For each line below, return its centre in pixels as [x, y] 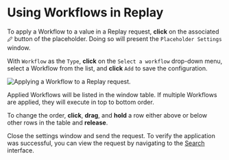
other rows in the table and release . [58, 122]
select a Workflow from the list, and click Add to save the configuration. [107, 68]
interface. [21, 150]
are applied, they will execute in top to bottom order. [81, 102]
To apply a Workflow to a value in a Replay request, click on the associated [113, 31]
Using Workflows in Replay [85, 13]
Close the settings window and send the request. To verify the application [111, 135]
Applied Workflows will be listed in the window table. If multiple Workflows [112, 94]
